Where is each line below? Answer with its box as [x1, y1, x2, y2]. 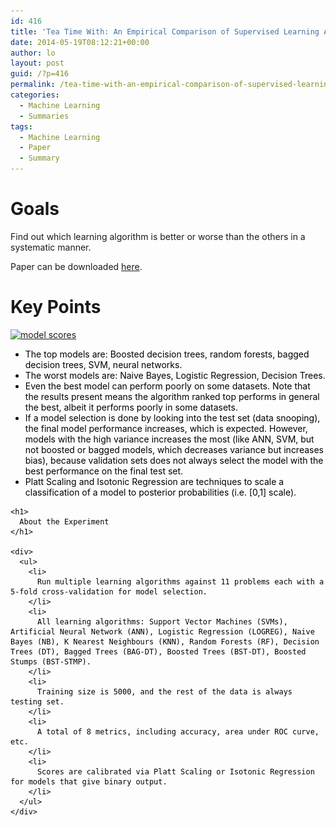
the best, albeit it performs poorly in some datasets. [24, 401, 238, 413]
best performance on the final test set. [24, 465, 184, 477]
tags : [10, 121, 33, 132]
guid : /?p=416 [10, 69, 70, 79]
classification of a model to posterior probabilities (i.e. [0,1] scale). [24, 486, 297, 498]
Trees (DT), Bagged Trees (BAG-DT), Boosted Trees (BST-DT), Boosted [10, 646, 307, 657]
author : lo [10, 48, 56, 58]
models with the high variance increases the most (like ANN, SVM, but [24, 433, 315, 445]
